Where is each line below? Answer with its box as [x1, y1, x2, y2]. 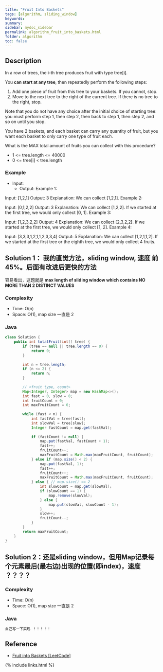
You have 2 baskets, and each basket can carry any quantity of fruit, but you [5, 128, 159, 134]
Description [5, 57, 41, 65]
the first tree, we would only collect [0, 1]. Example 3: [5, 210, 111, 215]
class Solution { [5, 335, 40, 340]
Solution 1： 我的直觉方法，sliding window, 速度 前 [5, 254, 159, 263]
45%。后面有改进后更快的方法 [5, 263, 97, 271]
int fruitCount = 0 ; [22, 398, 64, 403]
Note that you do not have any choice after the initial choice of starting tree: [5, 108, 157, 114]
